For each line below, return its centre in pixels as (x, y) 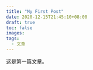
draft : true (20, 22)
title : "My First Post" (35, 11)
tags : (13, 38)
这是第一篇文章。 (27, 61)
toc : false (19, 28)
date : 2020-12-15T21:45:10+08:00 (47, 17)
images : (15, 33)
